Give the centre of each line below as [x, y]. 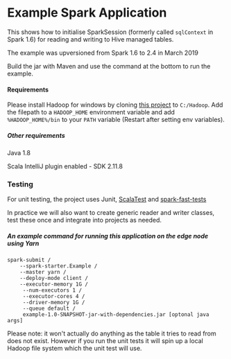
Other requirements [36, 135]
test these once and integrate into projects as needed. [84, 220]
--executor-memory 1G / [54, 284]
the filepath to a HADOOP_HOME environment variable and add [91, 112]
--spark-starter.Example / [59, 266]
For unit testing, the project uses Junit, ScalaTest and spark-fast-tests [107, 200]
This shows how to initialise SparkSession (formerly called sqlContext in [110, 32]
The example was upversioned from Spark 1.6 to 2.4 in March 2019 [103, 53]
